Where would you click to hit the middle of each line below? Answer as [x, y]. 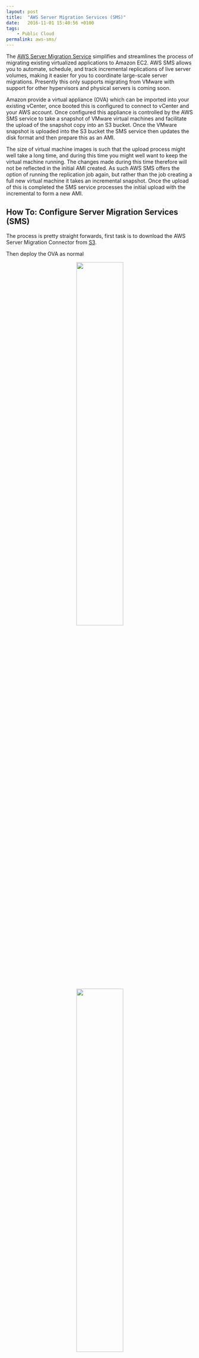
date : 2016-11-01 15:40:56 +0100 [50, 23]
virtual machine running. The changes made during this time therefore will [97, 162]
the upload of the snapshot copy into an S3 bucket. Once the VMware [91, 125]
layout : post [22, 12]
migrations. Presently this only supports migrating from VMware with [90, 82]
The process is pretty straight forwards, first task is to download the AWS [96, 235]
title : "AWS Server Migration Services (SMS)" [66, 17]
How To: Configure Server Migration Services [92, 212]
